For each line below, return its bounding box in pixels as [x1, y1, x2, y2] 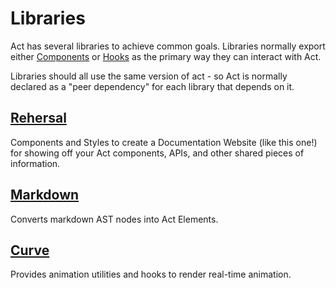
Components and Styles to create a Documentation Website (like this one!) [10, 136, 318, 148]
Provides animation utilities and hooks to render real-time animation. [10, 268, 292, 281]
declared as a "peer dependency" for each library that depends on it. [10, 80, 295, 92]
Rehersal [10, 110, 67, 127]
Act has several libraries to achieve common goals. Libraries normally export [10, 40, 326, 52]
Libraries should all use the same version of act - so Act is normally [10, 70, 288, 82]
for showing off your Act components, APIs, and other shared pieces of [10, 147, 305, 159]
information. [10, 157, 61, 169]
